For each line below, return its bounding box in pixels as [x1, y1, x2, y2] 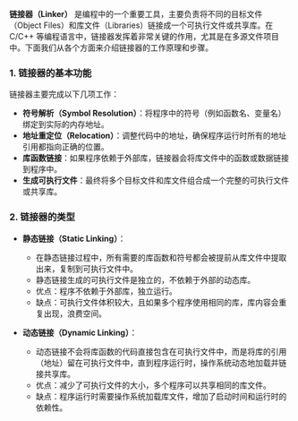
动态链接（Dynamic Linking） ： [21, 327, 138, 338]
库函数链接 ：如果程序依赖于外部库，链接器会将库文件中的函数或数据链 [21, 152, 282, 164]
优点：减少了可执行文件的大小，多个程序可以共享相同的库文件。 [35, 380, 271, 391]
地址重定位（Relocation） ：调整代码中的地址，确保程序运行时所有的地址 [21, 130, 287, 142]
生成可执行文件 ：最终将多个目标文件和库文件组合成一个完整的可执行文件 [21, 175, 289, 186]
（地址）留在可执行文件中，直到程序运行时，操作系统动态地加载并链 [35, 357, 287, 368]
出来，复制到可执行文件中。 [35, 263, 139, 274]
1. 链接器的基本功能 [9, 66, 92, 79]
